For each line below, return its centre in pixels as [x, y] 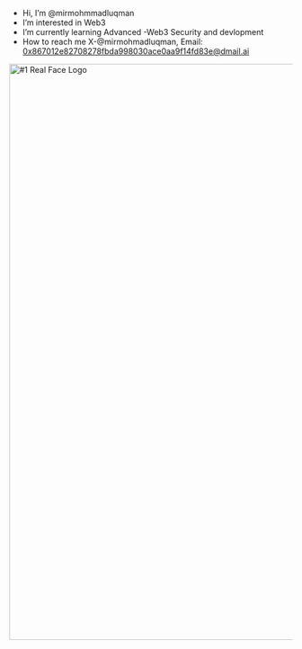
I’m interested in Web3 [64, 23]
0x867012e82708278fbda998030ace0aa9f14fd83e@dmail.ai [136, 51]
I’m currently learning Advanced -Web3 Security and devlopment [143, 32]
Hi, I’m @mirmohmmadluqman [78, 13]
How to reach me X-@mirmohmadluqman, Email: [113, 41]
